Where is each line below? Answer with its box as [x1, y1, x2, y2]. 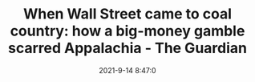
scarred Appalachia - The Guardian [7, 39, 248, 57]
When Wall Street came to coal [23, 5, 232, 23]
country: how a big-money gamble [10, 22, 245, 40]
